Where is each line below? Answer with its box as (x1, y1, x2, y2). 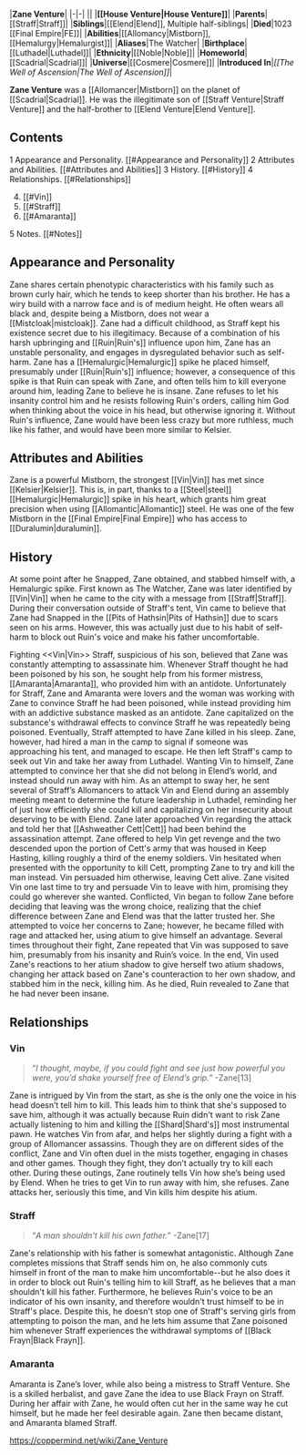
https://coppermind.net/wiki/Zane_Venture (9, 1435, 168, 1446)
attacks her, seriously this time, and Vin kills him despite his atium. (9, 1186, 258, 1197)
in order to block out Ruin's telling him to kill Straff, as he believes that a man (9, 1276, 296, 1288)
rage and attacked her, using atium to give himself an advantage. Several (9, 930, 283, 941)
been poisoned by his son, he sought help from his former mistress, (9, 669, 264, 680)
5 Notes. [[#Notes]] (9, 228, 83, 239)
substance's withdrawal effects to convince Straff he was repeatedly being (9, 717, 291, 728)
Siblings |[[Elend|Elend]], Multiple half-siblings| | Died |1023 (72, 18, 292, 29)
